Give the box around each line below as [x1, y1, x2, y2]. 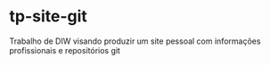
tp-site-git [9, 6, 87, 27]
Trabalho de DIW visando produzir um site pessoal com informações [9, 36, 261, 46]
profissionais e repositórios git [9, 45, 120, 55]
